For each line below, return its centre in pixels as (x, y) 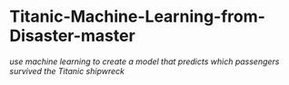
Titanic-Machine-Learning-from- (138, 17)
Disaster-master (73, 36)
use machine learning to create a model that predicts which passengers (144, 61)
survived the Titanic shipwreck (67, 71)
